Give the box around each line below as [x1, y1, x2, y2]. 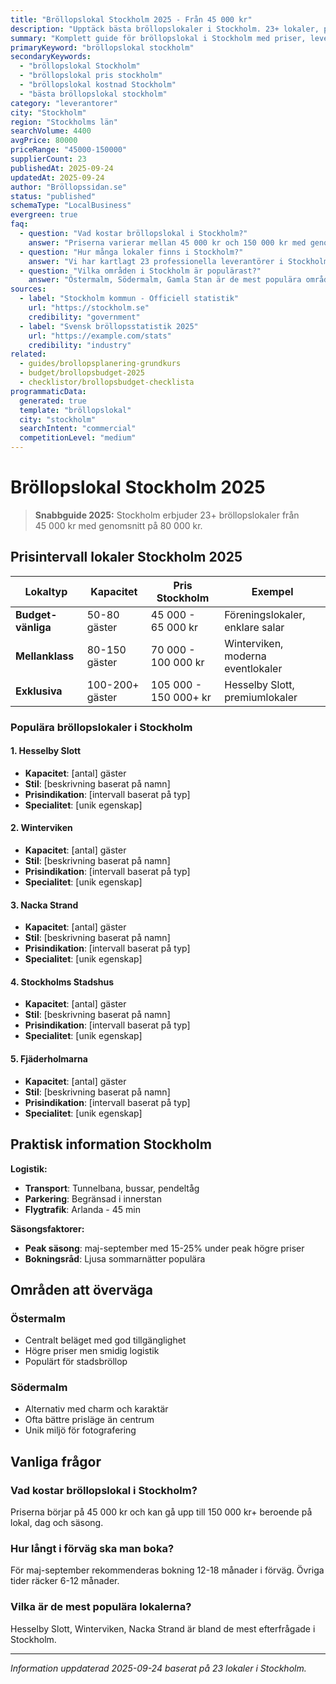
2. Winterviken [10, 822, 73, 834]
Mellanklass [15, 649, 75, 663]
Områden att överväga [10, 1281, 154, 1298]
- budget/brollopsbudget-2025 [19, 368, 145, 378]
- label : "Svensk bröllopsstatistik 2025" [19, 321, 199, 331]
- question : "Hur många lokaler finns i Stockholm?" [19, 247, 244, 257]
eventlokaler [224, 661, 283, 675]
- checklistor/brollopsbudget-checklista [19, 377, 195, 387]
